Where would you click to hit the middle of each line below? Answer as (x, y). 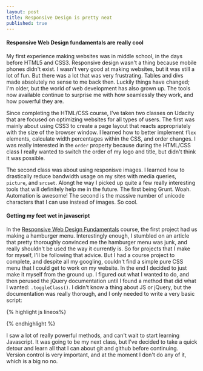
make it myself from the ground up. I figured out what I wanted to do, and (98, 274)
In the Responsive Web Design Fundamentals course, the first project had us (102, 229)
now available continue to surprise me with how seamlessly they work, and (100, 95)
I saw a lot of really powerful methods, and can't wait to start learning (93, 335)
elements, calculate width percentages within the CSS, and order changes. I (101, 139)
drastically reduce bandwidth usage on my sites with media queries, (92, 176)
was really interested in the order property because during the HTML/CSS (98, 145)
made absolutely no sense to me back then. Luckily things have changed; (98, 82)
